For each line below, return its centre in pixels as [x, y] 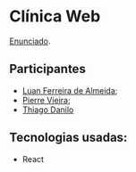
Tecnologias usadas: [68, 138]
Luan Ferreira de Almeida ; [70, 90]
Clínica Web [55, 16]
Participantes [48, 69]
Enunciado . [30, 41]
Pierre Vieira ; [46, 100]
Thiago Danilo [48, 110]
